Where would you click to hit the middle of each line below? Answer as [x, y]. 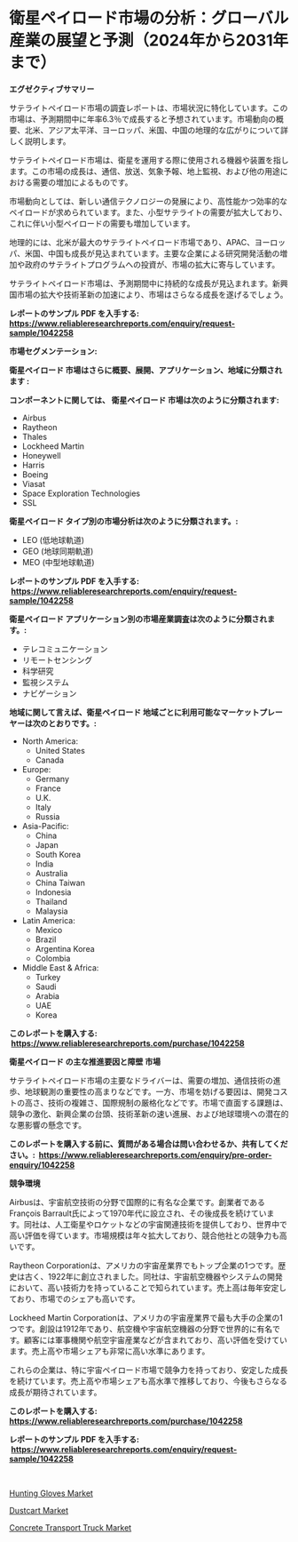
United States [60, 750]
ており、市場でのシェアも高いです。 [74, 1298]
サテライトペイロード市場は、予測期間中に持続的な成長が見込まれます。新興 [149, 283]
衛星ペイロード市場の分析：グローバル [149, 18]
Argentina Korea [65, 948]
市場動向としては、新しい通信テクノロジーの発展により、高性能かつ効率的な [149, 201]
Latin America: [48, 920]
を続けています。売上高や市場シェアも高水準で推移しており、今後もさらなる [149, 1381]
